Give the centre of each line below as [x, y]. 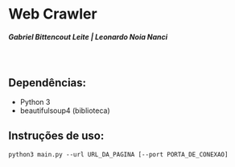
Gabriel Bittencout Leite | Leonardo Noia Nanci [88, 36]
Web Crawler [53, 14]
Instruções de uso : [56, 136]
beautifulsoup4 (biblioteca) [65, 111]
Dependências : [47, 83]
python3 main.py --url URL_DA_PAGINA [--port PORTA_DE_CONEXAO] [118, 154]
